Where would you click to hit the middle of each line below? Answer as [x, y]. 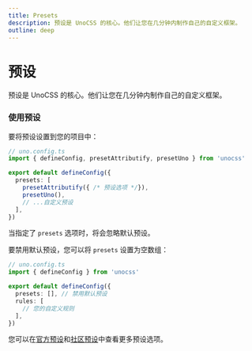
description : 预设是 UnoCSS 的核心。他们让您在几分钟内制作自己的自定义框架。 [125, 23]
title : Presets [33, 15]
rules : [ [30, 301]
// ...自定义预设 [48, 202]
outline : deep [32, 30]
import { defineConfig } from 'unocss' [74, 272]
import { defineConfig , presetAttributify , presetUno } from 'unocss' [127, 159]
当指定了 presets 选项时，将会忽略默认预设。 [81, 233]
